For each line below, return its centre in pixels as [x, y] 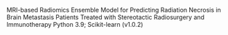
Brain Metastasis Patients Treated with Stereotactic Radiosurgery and [106, 17]
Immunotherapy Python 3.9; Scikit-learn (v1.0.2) [75, 24]
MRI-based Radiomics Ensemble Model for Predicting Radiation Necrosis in [114, 10]
